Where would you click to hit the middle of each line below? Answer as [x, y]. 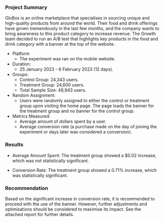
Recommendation [27, 188]
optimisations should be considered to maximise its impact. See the [73, 209]
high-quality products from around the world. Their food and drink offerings [81, 23]
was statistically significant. [40, 175]
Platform [21, 54]
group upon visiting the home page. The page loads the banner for [87, 106]
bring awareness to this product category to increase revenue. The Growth [81, 34]
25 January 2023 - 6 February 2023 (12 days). [66, 69]
